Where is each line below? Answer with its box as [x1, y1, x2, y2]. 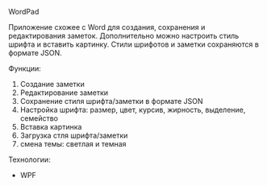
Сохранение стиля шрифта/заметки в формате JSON [19, 97, 203, 105]
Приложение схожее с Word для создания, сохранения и [8, 23, 206, 31]
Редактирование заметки [19, 88, 109, 97]
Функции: [8, 64, 42, 73]
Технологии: [8, 155, 51, 164]
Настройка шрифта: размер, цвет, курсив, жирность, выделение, [19, 105, 246, 114]
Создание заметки [19, 80, 85, 89]
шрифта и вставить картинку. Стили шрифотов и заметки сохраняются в [8, 39, 260, 49]
